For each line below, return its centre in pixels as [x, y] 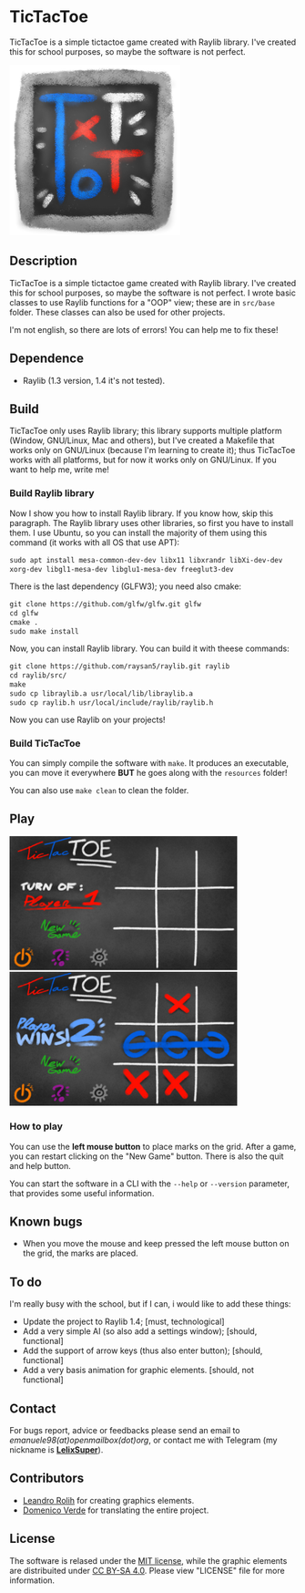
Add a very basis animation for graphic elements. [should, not [138, 1371]
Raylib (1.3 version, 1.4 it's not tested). [94, 380]
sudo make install [44, 631]
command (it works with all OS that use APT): [95, 542]
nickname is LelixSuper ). [56, 1450]
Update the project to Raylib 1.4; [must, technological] [123, 1322]
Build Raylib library [52, 493]
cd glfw [24, 613]
